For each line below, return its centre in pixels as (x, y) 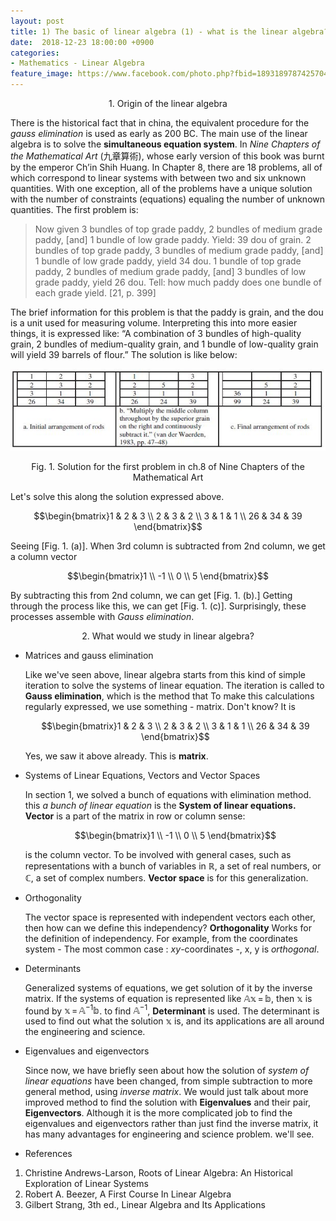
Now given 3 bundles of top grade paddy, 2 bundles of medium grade (178, 229)
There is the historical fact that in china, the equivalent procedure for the (160, 123)
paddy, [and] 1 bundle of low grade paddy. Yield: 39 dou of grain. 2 (173, 239)
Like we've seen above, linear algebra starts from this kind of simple (165, 674)
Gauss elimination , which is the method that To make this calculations (169, 696)
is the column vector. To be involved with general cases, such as (158, 854)
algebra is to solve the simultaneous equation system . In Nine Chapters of (165, 144)
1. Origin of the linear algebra (168, 103)
